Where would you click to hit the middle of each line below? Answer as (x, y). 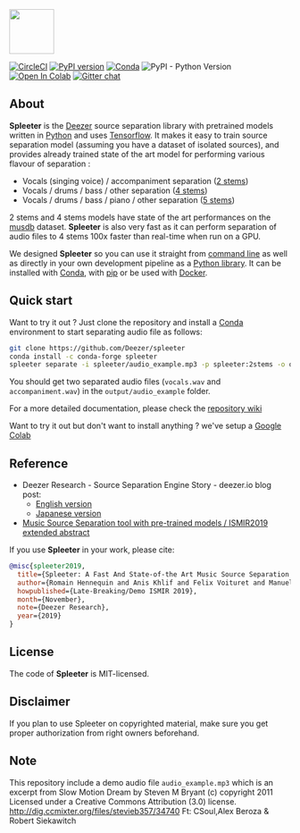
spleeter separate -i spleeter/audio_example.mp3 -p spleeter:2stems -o (147, 365)
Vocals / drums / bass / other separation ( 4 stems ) (115, 190)
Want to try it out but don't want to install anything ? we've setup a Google (146, 426)
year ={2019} (40, 616)
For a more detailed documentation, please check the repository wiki (136, 408)
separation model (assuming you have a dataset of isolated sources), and (144, 144)
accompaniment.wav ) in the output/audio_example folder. (110, 391)
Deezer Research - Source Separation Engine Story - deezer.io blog (147, 485)
